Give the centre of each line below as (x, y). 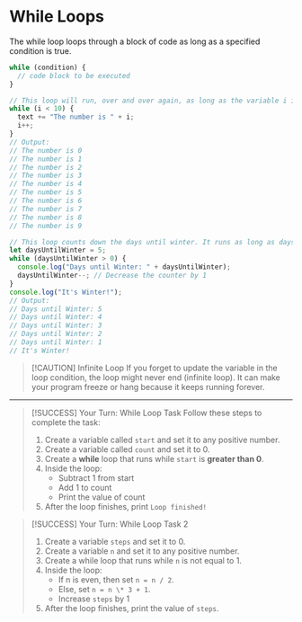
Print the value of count (102, 497)
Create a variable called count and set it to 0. (127, 449)
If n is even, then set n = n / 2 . (116, 579)
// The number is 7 (46, 209)
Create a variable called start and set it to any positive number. (162, 440)
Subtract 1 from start (96, 477)
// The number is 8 (46, 218)
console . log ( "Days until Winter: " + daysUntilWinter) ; (124, 267)
